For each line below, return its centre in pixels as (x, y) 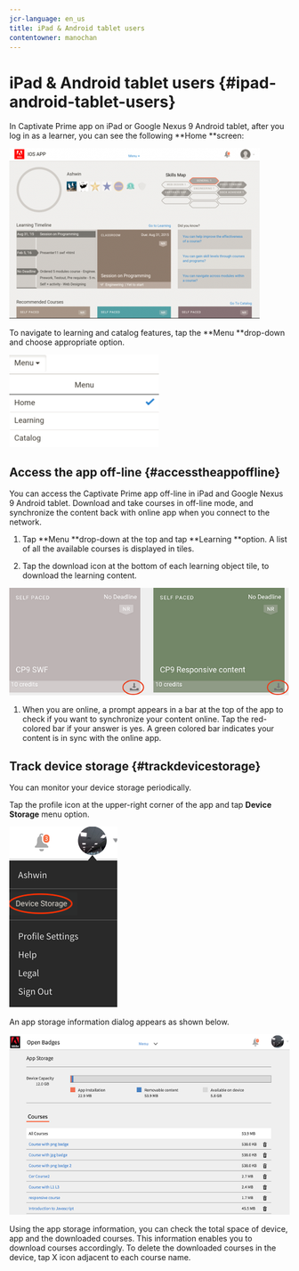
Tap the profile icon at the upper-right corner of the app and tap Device (141, 805)
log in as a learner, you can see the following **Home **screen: (127, 136)
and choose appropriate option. (67, 342)
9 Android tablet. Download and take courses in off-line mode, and (131, 503)
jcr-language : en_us (48, 19)
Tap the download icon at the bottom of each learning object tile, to (145, 566)
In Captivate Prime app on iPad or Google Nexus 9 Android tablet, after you (147, 126)
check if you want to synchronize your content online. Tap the (135, 719)
